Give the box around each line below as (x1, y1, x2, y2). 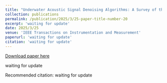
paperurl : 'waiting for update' (5, 35, 72, 40)
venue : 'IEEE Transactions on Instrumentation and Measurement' (5, 30, 141, 35)
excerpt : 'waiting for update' (5, 21, 70, 26)
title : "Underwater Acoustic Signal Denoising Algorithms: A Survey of (5, 7, 157, 12)
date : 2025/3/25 (5, 26, 39, 31)
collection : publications (5, 12, 59, 17)
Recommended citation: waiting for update (5, 72, 92, 78)
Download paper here (5, 53, 50, 59)
